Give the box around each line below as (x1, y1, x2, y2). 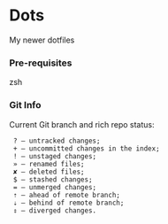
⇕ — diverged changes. (12, 205, 97, 215)
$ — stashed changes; (12, 174, 93, 184)
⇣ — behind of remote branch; (12, 198, 125, 207)
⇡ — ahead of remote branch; (12, 190, 121, 199)
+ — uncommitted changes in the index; (12, 143, 161, 153)
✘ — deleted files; (12, 167, 86, 176)
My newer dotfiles (9, 35, 75, 45)
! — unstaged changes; (12, 151, 97, 160)
